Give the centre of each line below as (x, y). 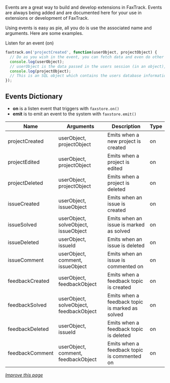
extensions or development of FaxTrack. (47, 18)
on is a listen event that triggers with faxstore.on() (66, 108)
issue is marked (126, 225)
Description (126, 126)
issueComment (26, 260)
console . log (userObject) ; (37, 62)
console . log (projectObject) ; (40, 71)
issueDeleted (23, 242)
